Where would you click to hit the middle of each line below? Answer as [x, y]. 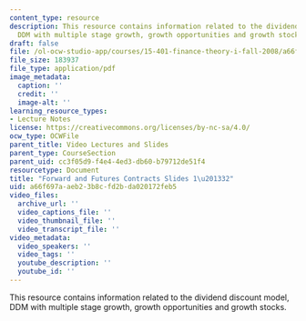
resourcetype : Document [55, 170]
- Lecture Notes [40, 119]
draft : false [34, 43]
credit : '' [38, 94]
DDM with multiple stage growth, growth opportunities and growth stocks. [148, 306]
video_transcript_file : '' [69, 229]
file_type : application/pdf [63, 69]
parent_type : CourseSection [63, 153]
